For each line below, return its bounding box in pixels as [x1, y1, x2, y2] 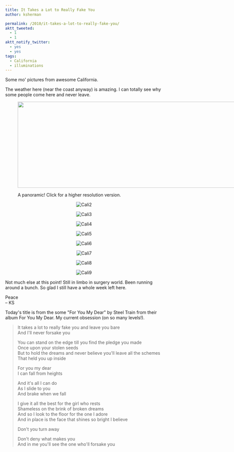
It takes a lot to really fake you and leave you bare [17, 324, 120, 331]
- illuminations [9, 63, 43, 68]
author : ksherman [5, 12, 41, 17]
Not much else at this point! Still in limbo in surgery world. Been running [5, 279, 153, 286]
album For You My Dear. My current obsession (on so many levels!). [5, 315, 145, 321]
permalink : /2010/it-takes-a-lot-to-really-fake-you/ [5, 21, 120, 26]
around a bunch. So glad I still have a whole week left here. [5, 285, 126, 291]
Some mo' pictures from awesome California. [5, 77, 98, 83]
